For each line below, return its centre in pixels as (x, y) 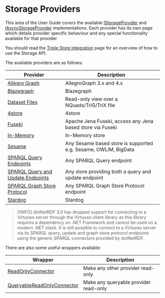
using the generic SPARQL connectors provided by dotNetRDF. (81, 238)
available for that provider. (31, 38)
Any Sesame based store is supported (109, 143)
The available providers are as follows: (44, 62)
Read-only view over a (91, 99)
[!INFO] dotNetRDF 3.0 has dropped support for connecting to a (82, 212)
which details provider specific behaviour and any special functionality (77, 33)
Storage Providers (43, 9)
